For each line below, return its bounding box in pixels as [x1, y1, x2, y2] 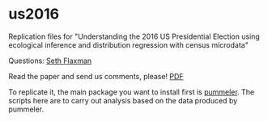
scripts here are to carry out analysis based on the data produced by [8, 95, 238, 105]
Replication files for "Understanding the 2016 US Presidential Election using [8, 32, 261, 41]
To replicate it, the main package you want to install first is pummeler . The [8, 86, 255, 97]
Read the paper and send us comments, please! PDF [8, 71, 184, 81]
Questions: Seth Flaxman [8, 56, 92, 65]
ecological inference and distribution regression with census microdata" [8, 40, 249, 49]
